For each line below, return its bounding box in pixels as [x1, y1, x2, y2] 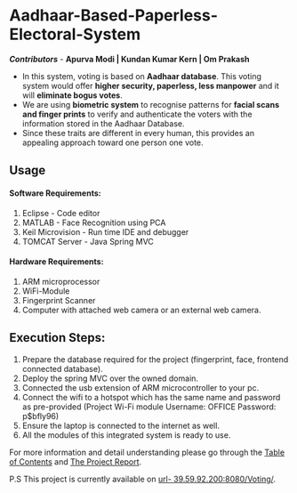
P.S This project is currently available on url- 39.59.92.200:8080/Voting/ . [9, 473, 277, 484]
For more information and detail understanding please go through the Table [9, 447, 285, 457]
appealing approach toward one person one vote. [21, 137, 204, 148]
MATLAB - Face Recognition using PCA [21, 217, 166, 228]
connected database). [21, 363, 104, 374]
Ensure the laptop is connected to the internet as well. [21, 420, 221, 431]
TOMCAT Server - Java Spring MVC [21, 236, 154, 246]
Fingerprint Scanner [21, 295, 96, 305]
